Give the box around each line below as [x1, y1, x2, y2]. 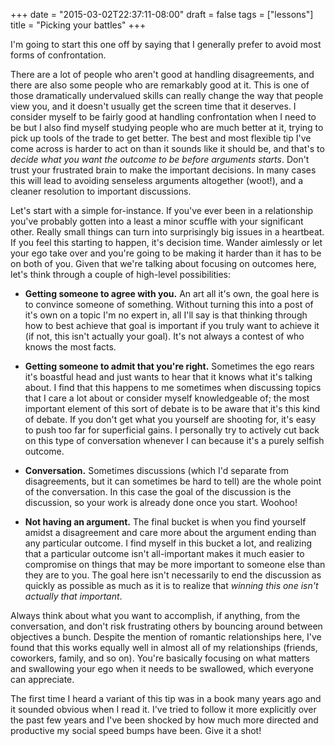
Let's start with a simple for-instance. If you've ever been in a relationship [10, 205, 314, 216]
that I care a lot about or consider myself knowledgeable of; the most [24, 392, 310, 404]
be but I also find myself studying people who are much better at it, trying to [10, 122, 324, 133]
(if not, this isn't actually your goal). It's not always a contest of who [24, 330, 305, 342]
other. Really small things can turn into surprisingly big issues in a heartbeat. [10, 226, 325, 238]
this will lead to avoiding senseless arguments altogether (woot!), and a [10, 175, 304, 186]
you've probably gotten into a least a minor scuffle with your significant [10, 215, 304, 227]
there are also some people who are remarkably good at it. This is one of [10, 79, 310, 91]
